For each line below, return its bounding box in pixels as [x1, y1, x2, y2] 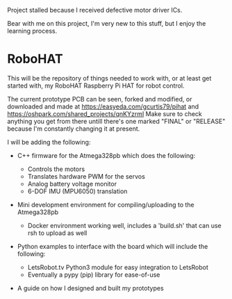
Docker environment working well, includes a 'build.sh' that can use [27, 221, 222, 229]
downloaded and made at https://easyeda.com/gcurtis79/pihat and [7, 102, 199, 111]
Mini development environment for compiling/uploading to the [17, 200, 194, 209]
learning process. [7, 27, 58, 35]
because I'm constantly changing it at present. [7, 124, 140, 133]
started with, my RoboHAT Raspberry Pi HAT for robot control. [7, 81, 185, 90]
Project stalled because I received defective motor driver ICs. [7, 6, 183, 14]
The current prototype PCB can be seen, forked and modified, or [7, 95, 192, 103]
